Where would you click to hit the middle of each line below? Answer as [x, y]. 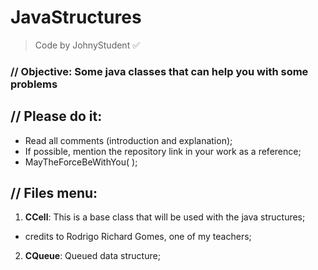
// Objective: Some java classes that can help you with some [159, 71]
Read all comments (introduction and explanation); [128, 140]
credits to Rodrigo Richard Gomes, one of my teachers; [138, 237]
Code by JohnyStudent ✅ [87, 45]
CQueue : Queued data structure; [92, 256]
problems [34, 84]
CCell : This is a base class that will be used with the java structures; [165, 217]
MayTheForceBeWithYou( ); [81, 162]
